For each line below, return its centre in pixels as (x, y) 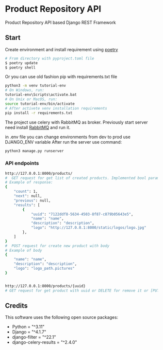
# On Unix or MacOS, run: (31, 99)
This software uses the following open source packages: (62, 317)
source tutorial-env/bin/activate (40, 104)
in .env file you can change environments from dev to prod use (68, 137)
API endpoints (22, 163)
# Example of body (24, 250)
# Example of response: (29, 183)
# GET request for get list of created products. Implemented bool (76, 178)
